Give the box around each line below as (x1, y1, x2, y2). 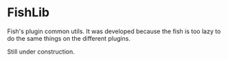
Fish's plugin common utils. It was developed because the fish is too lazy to (7, 27, 221, 35)
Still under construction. (7, 47, 76, 56)
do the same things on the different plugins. (7, 34, 130, 42)
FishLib (7, 5, 50, 20)
